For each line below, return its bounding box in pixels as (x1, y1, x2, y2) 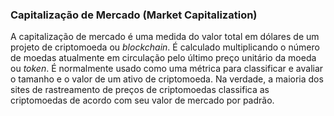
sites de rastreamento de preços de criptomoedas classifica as (10, 84, 270, 96)
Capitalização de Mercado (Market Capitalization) (10, 8, 258, 22)
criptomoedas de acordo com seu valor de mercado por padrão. (10, 94, 275, 107)
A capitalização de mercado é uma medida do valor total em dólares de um (10, 31, 320, 43)
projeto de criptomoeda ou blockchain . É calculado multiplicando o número (10, 41, 320, 53)
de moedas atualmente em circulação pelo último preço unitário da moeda (10, 52, 317, 64)
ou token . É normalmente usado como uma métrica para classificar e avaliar (10, 63, 324, 75)
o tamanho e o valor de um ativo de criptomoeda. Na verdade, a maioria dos (10, 73, 324, 85)
